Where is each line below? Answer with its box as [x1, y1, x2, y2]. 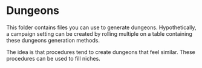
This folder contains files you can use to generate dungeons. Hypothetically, [6, 24, 197, 31]
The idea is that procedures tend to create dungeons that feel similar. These [6, 48, 195, 55]
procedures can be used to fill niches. [6, 55, 101, 62]
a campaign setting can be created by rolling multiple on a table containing [6, 30, 192, 37]
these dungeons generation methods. [6, 36, 100, 44]
